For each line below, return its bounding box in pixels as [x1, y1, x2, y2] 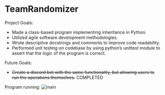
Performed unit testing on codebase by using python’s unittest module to [11, 45, 161, 51]
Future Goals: [4, 60, 32, 65]
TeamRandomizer [4, 3, 79, 15]
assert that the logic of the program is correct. [11, 50, 106, 56]
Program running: [4, 84, 41, 90]
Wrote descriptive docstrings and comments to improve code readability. [11, 39, 161, 45]
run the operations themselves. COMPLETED [11, 74, 103, 80]
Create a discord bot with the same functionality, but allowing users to [11, 69, 155, 75]
